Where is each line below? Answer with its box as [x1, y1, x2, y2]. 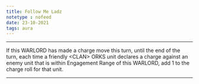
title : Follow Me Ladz [6, 8, 62, 15]
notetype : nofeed [6, 14, 52, 20]
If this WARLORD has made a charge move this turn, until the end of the [6, 47, 181, 54]
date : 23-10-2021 [6, 20, 49, 25]
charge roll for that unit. [6, 66, 64, 73]
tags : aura [6, 25, 33, 31]
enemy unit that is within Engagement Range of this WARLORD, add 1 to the [6, 60, 190, 67]
